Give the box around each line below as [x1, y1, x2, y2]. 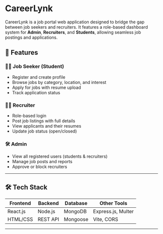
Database [65, 200, 88, 207]
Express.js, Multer [93, 208, 134, 215]
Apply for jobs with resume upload [12, 84, 81, 90]
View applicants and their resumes [12, 123, 81, 129]
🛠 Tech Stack [5, 183, 48, 191]
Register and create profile [12, 74, 65, 80]
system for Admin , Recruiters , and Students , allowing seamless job [5, 29, 141, 35]
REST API [37, 216, 59, 223]
